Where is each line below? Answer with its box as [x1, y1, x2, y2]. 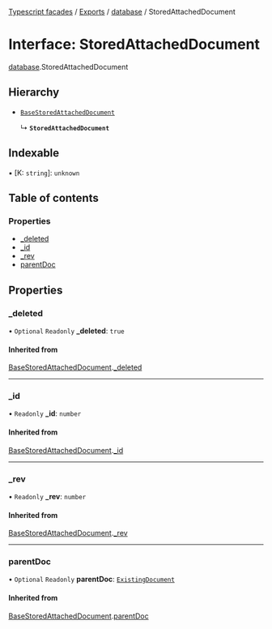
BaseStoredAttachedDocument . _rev [8, 528, 128, 538]
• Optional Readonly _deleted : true [8, 326, 125, 336]
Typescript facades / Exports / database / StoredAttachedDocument [8, 7, 236, 16]
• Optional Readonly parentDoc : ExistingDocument [8, 575, 176, 584]
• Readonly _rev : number [8, 491, 87, 501]
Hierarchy [8, 85, 60, 100]
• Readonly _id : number [8, 409, 82, 418]
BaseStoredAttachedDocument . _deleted [8, 362, 142, 372]
